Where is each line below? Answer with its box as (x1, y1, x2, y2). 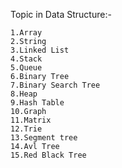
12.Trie (10, 124, 43, 134)
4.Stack (10, 54, 43, 64)
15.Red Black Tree (10, 150, 87, 160)
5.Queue (10, 63, 43, 73)
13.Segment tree (10, 133, 78, 143)
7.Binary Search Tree (10, 80, 101, 90)
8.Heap (10, 89, 38, 99)
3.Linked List (10, 45, 70, 55)
